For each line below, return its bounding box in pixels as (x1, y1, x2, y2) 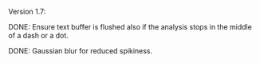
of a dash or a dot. (8, 31, 69, 40)
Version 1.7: (8, 7, 46, 16)
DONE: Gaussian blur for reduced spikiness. (8, 46, 153, 55)
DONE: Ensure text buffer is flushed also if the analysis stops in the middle (8, 22, 253, 31)
